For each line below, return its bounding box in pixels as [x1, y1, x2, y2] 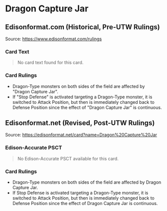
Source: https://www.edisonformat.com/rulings [5, 36, 102, 42]
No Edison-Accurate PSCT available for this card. [17, 155, 119, 161]
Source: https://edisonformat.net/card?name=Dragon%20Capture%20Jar [5, 132, 158, 138]
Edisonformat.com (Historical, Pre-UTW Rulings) [5, 23, 161, 31]
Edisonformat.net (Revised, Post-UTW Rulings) [5, 119, 155, 127]
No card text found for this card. [17, 60, 84, 66]
